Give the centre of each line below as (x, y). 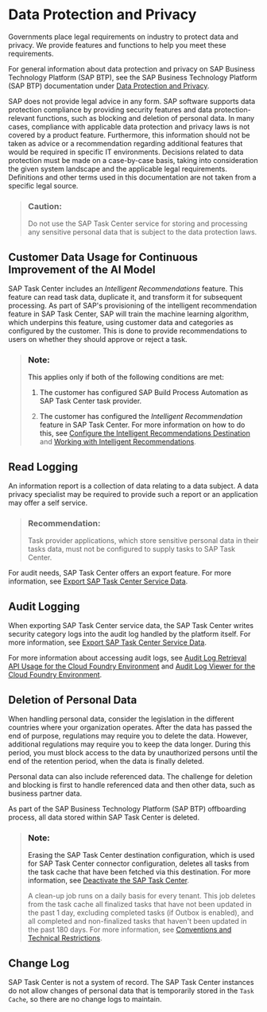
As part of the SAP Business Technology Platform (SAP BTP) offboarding (127, 809)
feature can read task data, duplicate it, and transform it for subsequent (125, 297)
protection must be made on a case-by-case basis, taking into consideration (133, 160)
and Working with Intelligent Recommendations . (118, 442)
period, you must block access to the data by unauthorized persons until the (133, 753)
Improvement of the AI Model (82, 269)
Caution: (44, 206)
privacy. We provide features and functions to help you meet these (117, 45)
